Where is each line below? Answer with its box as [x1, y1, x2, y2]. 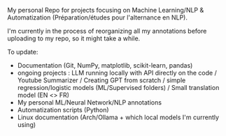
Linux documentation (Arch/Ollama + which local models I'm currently [17, 113, 219, 121]
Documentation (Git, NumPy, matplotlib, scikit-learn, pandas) [17, 61, 193, 69]
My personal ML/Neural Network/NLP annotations [17, 98, 162, 107]
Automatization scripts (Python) [17, 106, 110, 114]
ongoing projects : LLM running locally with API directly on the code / [17, 69, 217, 77]
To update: [7, 48, 38, 56]
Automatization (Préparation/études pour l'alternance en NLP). [7, 13, 188, 22]
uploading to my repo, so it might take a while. [7, 34, 141, 43]
